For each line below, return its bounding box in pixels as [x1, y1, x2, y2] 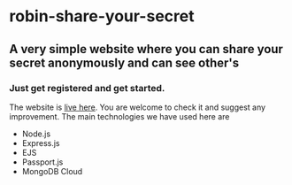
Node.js [21, 128, 51, 139]
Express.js [21, 137, 60, 148]
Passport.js [21, 157, 64, 167]
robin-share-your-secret [9, 6, 195, 27]
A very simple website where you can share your [9, 42, 283, 57]
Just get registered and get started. [9, 81, 165, 94]
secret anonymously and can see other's [9, 55, 240, 70]
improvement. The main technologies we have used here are [9, 111, 230, 121]
